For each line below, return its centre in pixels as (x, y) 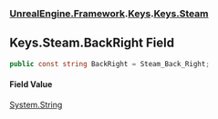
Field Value (31, 84)
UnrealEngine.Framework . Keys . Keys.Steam (109, 14)
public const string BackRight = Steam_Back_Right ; (109, 64)
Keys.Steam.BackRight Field (92, 43)
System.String (36, 104)
